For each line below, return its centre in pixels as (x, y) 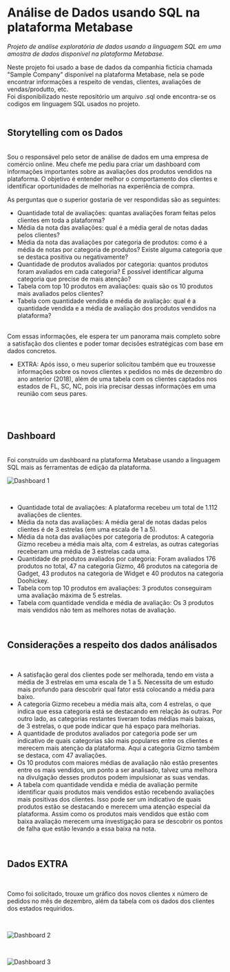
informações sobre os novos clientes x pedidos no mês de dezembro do (119, 371)
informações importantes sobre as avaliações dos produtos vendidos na (109, 171)
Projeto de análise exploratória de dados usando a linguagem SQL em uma (114, 46)
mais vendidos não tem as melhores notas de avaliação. (96, 610)
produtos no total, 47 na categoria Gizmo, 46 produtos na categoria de (117, 566)
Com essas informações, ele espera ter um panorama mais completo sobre (114, 336)
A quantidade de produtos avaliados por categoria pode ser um (107, 733)
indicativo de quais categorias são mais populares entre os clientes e (115, 741)
